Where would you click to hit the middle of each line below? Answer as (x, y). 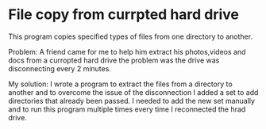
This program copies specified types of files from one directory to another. (130, 36)
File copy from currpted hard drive (124, 15)
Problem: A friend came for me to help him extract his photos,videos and (127, 51)
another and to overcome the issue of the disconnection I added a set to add (133, 92)
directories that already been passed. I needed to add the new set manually (132, 101)
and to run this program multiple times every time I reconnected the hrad (127, 109)
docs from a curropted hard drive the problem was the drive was (114, 60)
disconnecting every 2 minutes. (60, 68)
